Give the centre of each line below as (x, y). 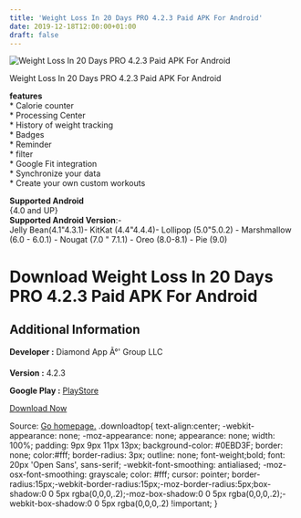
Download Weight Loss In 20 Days (141, 277)
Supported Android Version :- (66, 221)
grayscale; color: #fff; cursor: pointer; (159, 474)
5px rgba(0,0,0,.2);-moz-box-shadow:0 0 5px (141, 494)
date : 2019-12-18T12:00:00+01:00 (73, 26)
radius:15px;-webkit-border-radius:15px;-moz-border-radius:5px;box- (140, 484)
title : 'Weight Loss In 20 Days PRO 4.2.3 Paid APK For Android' (136, 18)
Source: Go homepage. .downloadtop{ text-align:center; (115, 426)
